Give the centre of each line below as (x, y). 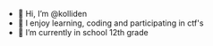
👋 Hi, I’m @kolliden (52, 14)
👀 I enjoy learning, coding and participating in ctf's (111, 23)
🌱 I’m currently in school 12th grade (83, 32)
